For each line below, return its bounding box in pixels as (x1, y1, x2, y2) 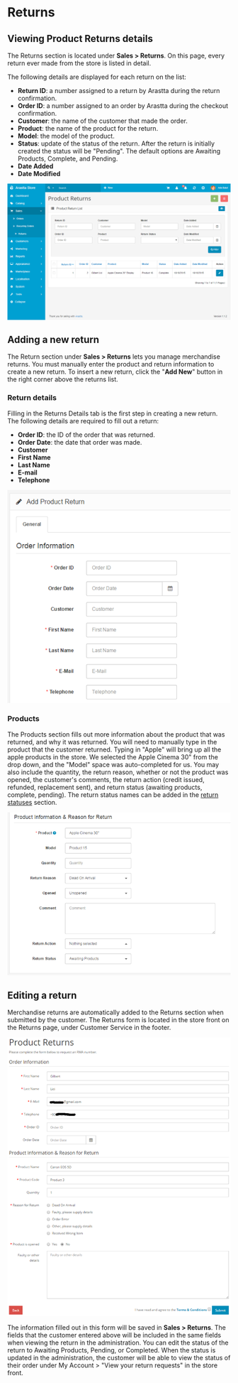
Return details (7, 393, 57, 403)
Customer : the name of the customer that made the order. (17, 116, 188, 125)
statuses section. (7, 798, 57, 806)
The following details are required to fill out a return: (7, 416, 159, 425)
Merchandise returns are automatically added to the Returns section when (7, 1008, 225, 1016)
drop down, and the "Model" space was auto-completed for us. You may (7, 760, 220, 769)
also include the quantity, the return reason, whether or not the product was (7, 768, 229, 776)
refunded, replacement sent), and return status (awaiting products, (7, 783, 203, 791)
